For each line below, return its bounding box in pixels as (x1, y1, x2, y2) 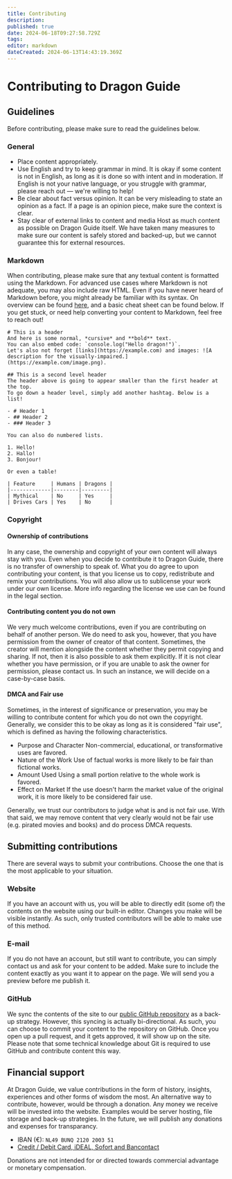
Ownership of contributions (7, 531, 89, 540)
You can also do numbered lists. (7, 432, 104, 439)
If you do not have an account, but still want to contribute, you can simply (7, 955, 217, 963)
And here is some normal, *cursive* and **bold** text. (7, 335, 172, 342)
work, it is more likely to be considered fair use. (17, 792, 153, 801)
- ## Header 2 (7, 414, 48, 421)
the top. (7, 384, 33, 391)
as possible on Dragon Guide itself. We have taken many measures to (17, 224, 215, 232)
